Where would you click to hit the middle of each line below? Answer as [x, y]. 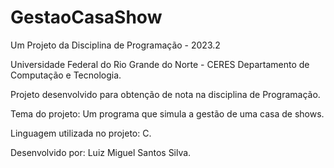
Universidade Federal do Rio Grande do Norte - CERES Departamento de [160, 64]
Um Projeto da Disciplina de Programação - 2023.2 [115, 45]
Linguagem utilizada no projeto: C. [81, 133]
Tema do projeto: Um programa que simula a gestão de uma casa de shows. [167, 113]
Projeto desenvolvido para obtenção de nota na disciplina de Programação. [165, 94]
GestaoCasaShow [86, 17]
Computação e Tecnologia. [66, 75]
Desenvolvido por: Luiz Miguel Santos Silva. [101, 152]
